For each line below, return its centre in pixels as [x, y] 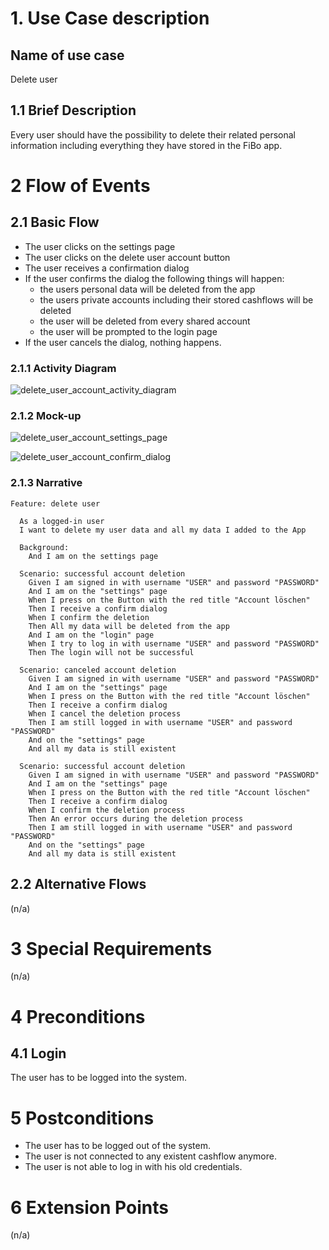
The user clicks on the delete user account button [127, 257]
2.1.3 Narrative [46, 483]
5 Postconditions [82, 1118]
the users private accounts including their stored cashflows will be [176, 299]
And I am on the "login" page [91, 635]
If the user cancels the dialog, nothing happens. [123, 342]
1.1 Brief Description [73, 110]
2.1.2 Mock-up [46, 416]
